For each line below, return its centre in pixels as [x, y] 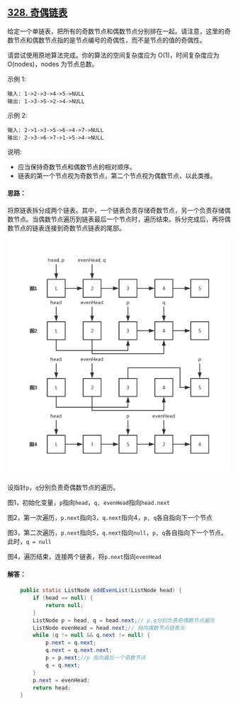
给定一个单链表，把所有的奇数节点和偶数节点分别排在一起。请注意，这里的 [116, 31]
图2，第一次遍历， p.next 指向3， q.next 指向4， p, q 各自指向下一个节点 [110, 517]
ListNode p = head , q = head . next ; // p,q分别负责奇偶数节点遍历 [124, 620]
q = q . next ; [63, 665]
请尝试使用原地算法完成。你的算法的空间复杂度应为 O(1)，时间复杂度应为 [113, 55]
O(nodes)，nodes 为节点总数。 [53, 64]
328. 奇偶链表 [38, 13]
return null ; [64, 605]
